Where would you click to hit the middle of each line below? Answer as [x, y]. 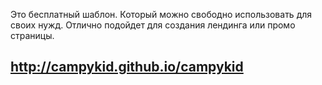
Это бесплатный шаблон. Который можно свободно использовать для [161, 14]
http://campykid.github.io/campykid [127, 67]
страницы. [32, 35]
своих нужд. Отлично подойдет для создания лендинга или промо [153, 25]
